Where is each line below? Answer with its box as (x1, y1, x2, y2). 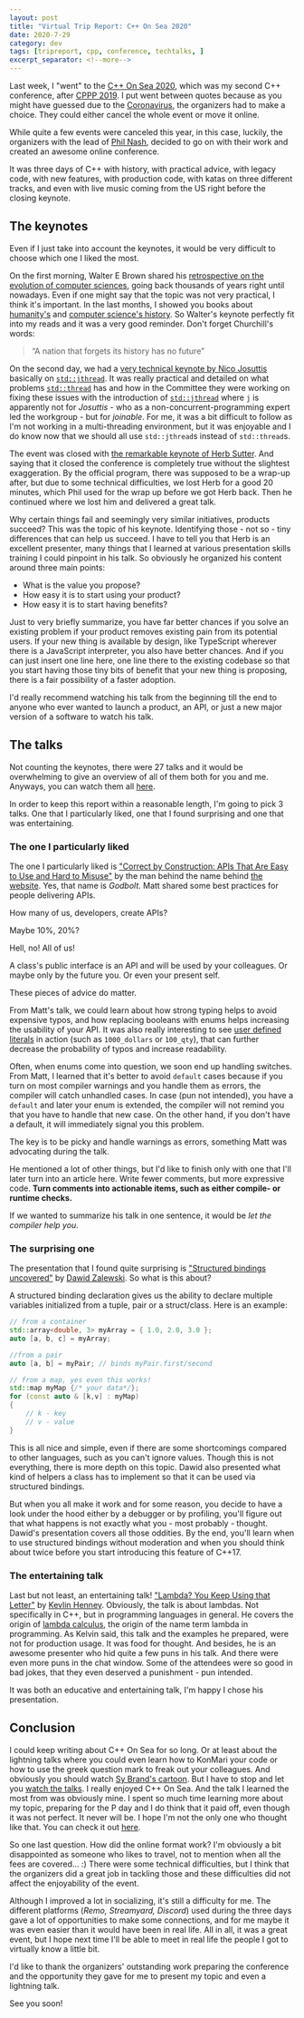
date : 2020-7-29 (9, 30, 71, 39)
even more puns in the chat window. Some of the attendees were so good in (9, 1657, 294, 1669)
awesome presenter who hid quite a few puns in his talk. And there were (9, 1648, 279, 1659)
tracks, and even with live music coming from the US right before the (9, 183, 266, 193)
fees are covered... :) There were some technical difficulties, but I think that (9, 1858, 290, 1869)
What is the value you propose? (22, 580, 141, 590)
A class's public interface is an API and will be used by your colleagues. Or (9, 960, 288, 970)
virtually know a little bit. (9, 1943, 100, 1955)
